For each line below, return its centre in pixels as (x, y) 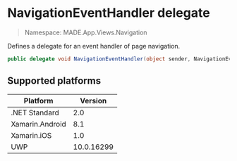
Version (93, 101)
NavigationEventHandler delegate (109, 13)
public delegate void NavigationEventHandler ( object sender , (99, 59)
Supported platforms (54, 81)
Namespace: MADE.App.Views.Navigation (86, 32)
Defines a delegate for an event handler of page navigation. (94, 46)
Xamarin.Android (39, 124)
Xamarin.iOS (31, 135)
